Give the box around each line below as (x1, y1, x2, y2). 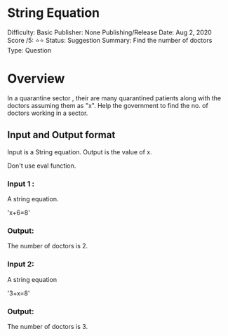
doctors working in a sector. (7, 109, 88, 117)
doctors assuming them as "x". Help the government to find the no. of (7, 101, 208, 109)
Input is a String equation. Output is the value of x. (7, 147, 152, 156)
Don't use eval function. (7, 161, 76, 170)
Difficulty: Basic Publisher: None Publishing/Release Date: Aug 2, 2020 (7, 28, 212, 36)
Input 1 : (7, 179, 35, 189)
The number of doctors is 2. (7, 242, 88, 250)
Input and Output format (7, 129, 116, 141)
